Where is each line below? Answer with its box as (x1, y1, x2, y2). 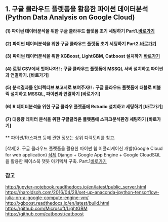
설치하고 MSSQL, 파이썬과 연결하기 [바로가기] (10, 91, 101, 97)
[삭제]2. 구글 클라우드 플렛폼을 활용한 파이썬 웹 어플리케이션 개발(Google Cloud (5, 145, 163, 151)
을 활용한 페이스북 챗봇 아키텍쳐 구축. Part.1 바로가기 (5, 158, 107, 164)
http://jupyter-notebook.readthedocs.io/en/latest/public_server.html (5, 184, 147, 190)
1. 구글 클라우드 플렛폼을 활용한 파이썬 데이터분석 (5, 5, 148, 14)
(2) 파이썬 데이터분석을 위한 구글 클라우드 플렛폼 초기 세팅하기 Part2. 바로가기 (5, 40, 157, 47)
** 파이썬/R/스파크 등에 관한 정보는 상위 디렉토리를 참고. (5, 135, 116, 141)
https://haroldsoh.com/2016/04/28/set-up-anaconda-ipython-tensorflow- (5, 189, 159, 196)
